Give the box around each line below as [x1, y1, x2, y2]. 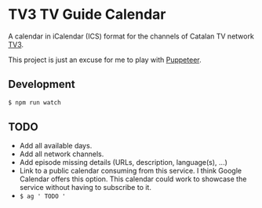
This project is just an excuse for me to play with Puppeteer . [8, 55, 202, 64]
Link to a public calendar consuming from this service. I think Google [19, 166, 242, 176]
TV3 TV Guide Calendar [8, 5, 166, 24]
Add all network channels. [19, 149, 104, 159]
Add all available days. [19, 141, 93, 151]
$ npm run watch [8, 98, 61, 107]
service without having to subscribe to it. [19, 183, 151, 192]
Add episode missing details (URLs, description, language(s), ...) [19, 158, 227, 167]
